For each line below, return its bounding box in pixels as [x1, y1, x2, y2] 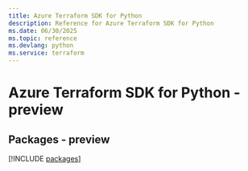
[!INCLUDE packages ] [8, 154, 81, 163]
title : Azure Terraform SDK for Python [8, 11, 143, 20]
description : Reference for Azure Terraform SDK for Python [8, 19, 215, 27]
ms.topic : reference [8, 34, 78, 43]
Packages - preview [8, 132, 110, 146]
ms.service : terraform [8, 49, 85, 57]
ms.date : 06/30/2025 [8, 26, 78, 35]
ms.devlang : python [8, 42, 74, 50]
